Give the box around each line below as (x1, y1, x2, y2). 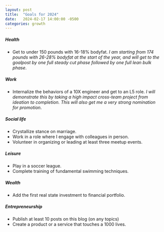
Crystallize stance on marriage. (12, 129, 77, 135)
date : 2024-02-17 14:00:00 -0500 (5, 16, 79, 21)
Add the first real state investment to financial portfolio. (12, 192, 126, 198)
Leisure (5, 150, 21, 156)
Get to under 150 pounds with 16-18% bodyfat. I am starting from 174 (12, 49, 154, 55)
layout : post (5, 7, 32, 12)
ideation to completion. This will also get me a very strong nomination (12, 99, 156, 105)
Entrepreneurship (5, 203, 43, 209)
